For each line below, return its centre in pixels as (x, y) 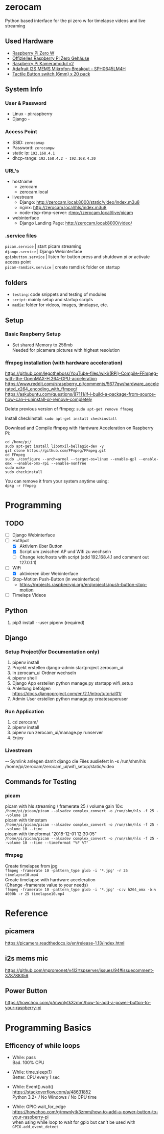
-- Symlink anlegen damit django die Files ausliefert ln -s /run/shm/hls (76, 761)
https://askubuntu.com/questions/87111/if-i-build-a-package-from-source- (81, 394)
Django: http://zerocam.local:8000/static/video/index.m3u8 (80, 202)
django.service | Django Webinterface (44, 252)
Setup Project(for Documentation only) (52, 651)
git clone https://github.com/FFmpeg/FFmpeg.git (56, 451)
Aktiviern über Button (41, 546)
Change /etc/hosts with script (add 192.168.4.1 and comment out (84, 557)
